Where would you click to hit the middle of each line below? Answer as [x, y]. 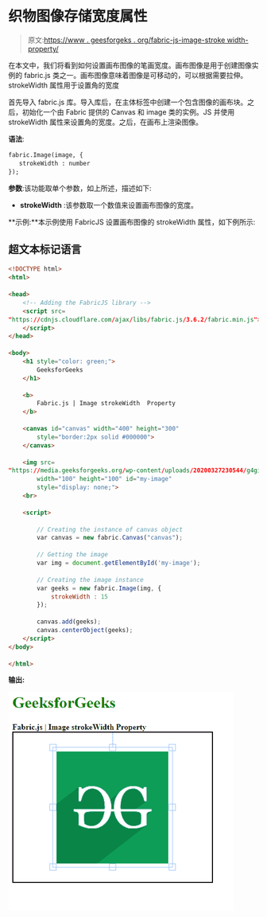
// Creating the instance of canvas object [110, 529]
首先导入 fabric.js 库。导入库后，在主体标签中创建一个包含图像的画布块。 [128, 102]
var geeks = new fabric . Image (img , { [99, 588]
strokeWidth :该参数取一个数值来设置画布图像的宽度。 [109, 205]
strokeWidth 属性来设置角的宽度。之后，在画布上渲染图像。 [105, 122]
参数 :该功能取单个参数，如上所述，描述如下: [80, 188]
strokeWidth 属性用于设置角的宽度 [64, 85]
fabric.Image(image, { [46, 155]
